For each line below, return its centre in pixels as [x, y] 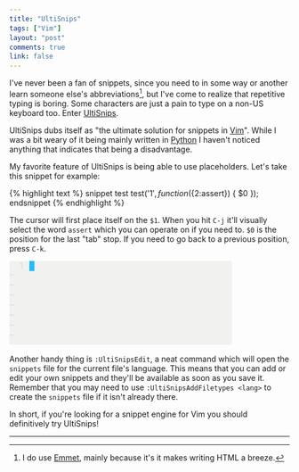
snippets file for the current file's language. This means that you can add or [148, 368]
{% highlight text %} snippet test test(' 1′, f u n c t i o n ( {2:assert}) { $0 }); [134, 193]
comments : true [37, 47]
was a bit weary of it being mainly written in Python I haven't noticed [135, 139]
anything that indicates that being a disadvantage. [101, 149]
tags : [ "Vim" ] [36, 28]
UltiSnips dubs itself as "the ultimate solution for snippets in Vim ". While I [143, 130]
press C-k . [28, 248]
